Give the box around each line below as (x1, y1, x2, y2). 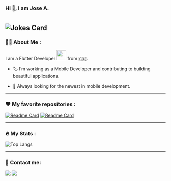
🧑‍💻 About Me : (5, 39, 42, 46)
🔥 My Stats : (5, 130, 36, 137)
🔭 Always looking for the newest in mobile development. (12, 83, 131, 89)
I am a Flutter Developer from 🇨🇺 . (5, 56, 88, 62)
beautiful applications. (12, 73, 60, 80)
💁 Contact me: (5, 159, 42, 166)
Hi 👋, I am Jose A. (5, 5, 49, 12)
